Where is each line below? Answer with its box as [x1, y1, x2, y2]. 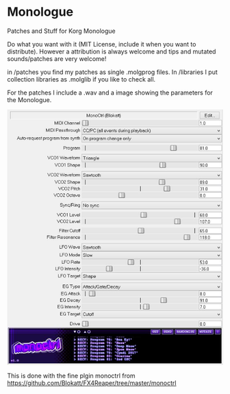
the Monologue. [7, 95, 52, 103]
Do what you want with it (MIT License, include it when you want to [7, 40, 196, 48]
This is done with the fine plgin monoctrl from [7, 371, 136, 380]
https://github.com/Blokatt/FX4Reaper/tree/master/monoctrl [7, 378, 177, 387]
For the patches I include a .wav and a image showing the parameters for [7, 88, 214, 97]
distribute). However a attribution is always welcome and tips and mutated [7, 47, 216, 56]
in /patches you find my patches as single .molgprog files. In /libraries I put [7, 68, 218, 76]
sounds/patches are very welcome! [7, 54, 107, 62]
